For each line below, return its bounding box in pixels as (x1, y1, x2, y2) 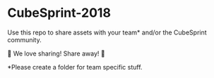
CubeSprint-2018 (7, 5, 112, 21)
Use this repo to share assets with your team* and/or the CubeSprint (7, 28, 207, 37)
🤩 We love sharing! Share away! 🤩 (7, 49, 105, 58)
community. (7, 35, 42, 44)
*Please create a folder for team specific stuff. (7, 63, 143, 71)
